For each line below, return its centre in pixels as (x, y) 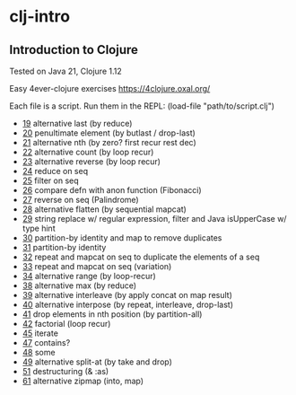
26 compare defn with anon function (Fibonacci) (112, 190)
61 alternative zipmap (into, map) (83, 381)
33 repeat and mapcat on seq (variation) (97, 266)
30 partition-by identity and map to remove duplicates (122, 238)
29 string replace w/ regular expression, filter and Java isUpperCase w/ (154, 219)
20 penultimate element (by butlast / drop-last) (109, 133)
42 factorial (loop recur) (66, 324)
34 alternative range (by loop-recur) (89, 276)
